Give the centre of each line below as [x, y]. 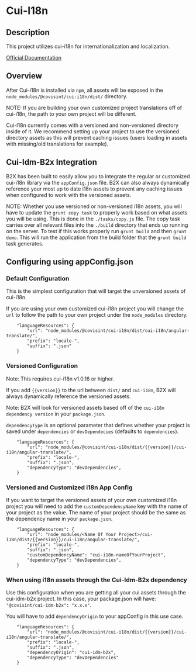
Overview [24, 76]
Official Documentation [34, 58]
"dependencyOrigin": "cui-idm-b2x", [72, 653]
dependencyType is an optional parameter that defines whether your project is [98, 425]
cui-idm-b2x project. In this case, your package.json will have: [81, 599]
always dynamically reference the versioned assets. [68, 396]
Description [28, 32]
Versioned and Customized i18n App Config [69, 487]
